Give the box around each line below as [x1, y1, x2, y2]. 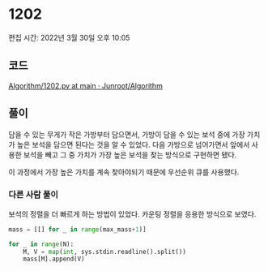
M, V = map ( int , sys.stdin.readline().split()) [23, 247, 186, 256]
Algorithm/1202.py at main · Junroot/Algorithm [8, 80, 164, 90]
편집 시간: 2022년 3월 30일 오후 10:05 [8, 32, 130, 42]
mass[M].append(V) [23, 255, 85, 264]
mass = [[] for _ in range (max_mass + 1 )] [8, 225, 147, 234]
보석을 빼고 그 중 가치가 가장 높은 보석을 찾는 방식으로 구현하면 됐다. [23, 149, 237, 159]
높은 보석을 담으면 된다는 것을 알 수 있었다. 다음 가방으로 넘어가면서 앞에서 [16, 140, 250, 149]
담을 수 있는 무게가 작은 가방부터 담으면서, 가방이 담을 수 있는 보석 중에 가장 [8, 129, 245, 139]
